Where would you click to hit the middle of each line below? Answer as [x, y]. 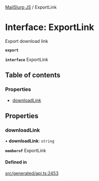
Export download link [27, 41]
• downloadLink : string [30, 141]
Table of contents [33, 75]
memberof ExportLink [25, 151]
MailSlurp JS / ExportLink [31, 7]
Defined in [16, 162]
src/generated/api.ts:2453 [32, 173]
